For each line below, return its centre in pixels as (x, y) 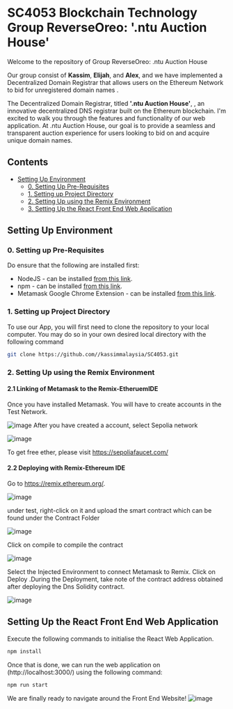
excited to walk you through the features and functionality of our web (106, 118)
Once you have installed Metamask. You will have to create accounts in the (114, 404)
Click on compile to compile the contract (65, 545)
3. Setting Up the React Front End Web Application (100, 208)
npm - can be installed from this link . (70, 286)
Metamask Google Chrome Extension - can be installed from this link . (116, 294)
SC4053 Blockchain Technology (103, 13)
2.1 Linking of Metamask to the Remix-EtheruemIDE (83, 389)
